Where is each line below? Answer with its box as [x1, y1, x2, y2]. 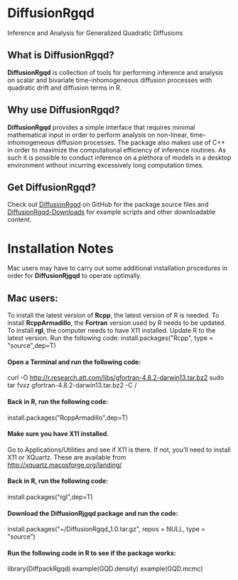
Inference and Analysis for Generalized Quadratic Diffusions [7, 29, 183, 37]
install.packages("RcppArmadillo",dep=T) [7, 413, 129, 422]
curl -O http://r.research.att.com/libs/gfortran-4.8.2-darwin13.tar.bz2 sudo [7, 373, 225, 382]
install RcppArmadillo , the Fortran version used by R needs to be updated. [7, 319, 226, 327]
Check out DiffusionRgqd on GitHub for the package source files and [7, 200, 209, 209]
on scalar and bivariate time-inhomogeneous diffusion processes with [7, 76, 212, 84]
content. [7, 215, 32, 224]
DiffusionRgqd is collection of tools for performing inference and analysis [7, 68, 224, 76]
